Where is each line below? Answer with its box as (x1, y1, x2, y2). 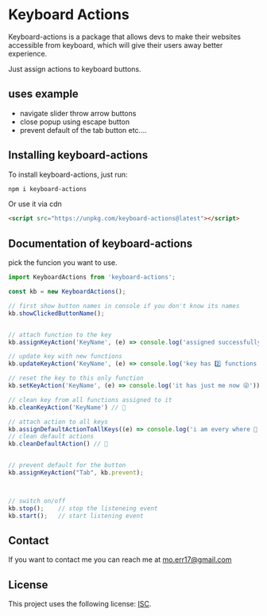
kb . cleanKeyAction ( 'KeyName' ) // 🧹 (8, 404, 126, 411)
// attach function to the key (8, 330, 112, 339)
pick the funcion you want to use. (8, 258, 118, 267)
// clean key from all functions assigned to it (8, 396, 172, 404)
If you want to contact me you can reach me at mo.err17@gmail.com (8, 555, 232, 564)
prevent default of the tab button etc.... (19, 125, 147, 135)
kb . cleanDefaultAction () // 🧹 (8, 440, 109, 448)
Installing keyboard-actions (8, 149, 149, 162)
